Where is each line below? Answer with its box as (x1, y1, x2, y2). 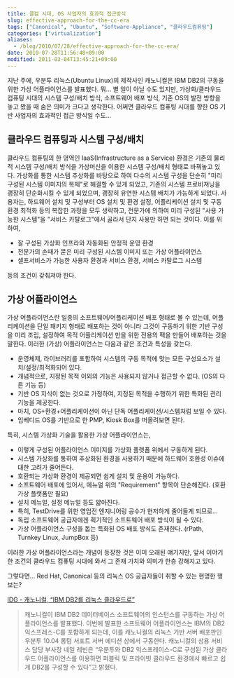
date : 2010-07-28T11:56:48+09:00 (7, 50, 105, 57)
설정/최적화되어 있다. (25, 363, 82, 372)
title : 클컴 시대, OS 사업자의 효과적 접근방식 (7, 10, 126, 18)
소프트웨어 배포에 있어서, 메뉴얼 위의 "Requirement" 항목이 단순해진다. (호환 (17, 481, 226, 489)
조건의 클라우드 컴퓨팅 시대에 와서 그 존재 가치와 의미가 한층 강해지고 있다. (14, 557, 216, 565)
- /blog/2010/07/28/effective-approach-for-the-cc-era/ (13, 43, 180, 50)
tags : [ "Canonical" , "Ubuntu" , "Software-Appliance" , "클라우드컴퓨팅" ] (7, 23, 213, 30)
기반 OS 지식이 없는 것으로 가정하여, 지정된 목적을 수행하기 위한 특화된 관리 (17, 390, 222, 398)
